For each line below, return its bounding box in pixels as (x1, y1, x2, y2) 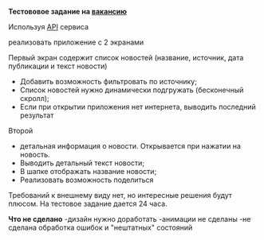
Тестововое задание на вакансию (8, 7, 128, 16)
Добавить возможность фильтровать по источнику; (19, 77, 198, 86)
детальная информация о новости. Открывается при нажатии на (19, 141, 242, 150)
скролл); (19, 94, 49, 103)
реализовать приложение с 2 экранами (8, 37, 144, 47)
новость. (19, 150, 50, 159)
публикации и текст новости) (8, 61, 108, 71)
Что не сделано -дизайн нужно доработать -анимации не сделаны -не (8, 215, 251, 223)
